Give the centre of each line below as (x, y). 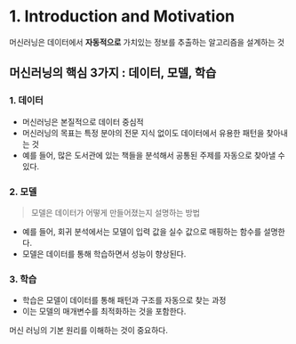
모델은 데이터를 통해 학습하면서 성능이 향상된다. (104, 254)
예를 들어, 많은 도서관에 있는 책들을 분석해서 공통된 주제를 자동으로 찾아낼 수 (154, 155)
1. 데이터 (27, 101)
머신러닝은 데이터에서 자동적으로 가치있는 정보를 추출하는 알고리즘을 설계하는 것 (147, 42)
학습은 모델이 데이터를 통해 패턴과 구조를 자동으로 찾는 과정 (124, 300)
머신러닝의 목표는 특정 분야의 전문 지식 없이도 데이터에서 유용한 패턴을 (143, 133)
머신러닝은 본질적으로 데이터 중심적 (83, 121)
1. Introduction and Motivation (122, 16)
